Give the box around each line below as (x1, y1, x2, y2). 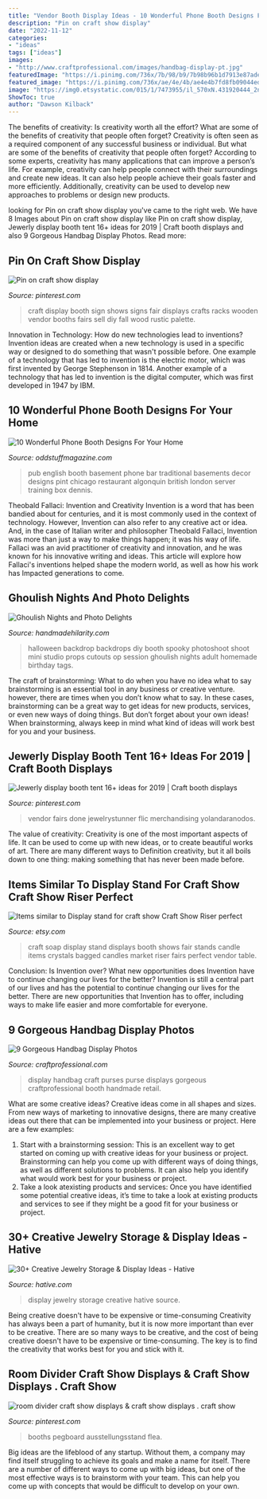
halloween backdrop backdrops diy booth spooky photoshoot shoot (27, 643, 250, 653)
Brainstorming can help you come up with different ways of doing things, (19, 1157, 258, 1166)
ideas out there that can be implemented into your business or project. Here (8, 1116, 257, 1125)
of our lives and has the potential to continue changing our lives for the (8, 983, 240, 992)
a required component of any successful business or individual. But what (8, 139, 247, 149)
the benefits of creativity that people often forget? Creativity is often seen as (8, 131, 259, 140)
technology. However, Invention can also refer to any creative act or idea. (8, 517, 248, 526)
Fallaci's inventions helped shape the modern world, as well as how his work (8, 559, 259, 569)
